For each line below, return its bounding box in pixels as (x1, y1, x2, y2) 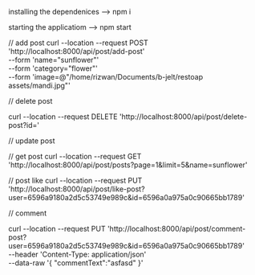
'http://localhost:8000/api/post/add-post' (8, 47, 145, 55)
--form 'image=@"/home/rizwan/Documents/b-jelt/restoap (8, 72, 203, 81)
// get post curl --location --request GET (8, 152, 142, 161)
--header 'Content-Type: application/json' (8, 249, 147, 259)
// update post (8, 136, 55, 146)
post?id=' (8, 121, 40, 129)
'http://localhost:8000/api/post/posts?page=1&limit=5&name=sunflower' (8, 160, 248, 170)
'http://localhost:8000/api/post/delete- (119, 112, 248, 121)
